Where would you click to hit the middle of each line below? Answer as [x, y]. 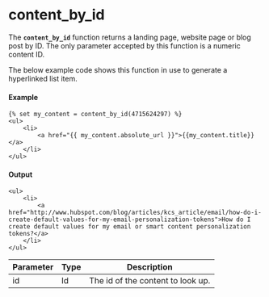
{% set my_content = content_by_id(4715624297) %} [95, 115]
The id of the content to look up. [149, 281]
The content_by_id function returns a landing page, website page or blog [130, 37]
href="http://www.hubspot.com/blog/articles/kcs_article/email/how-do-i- [135, 213]
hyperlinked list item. [43, 78]
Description [149, 267]
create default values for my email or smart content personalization [130, 227]
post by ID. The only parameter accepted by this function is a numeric [124, 45]
